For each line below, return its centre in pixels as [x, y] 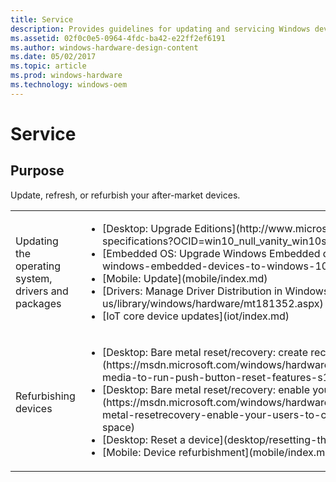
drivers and [42, 291]
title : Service [42, 19]
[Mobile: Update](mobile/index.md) [184, 278]
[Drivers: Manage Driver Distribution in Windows [215, 291]
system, [34, 278]
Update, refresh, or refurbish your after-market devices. [125, 195]
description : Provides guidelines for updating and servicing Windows [160, 29]
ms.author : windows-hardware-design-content [104, 47]
